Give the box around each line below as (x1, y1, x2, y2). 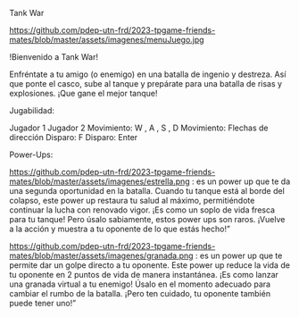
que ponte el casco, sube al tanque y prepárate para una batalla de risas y (9, 79, 283, 88)
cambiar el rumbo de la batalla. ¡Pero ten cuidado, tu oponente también (9, 288, 270, 298)
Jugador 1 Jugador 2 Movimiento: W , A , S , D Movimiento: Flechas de (9, 122, 269, 133)
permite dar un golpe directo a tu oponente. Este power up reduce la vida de (9, 260, 290, 271)
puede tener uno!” (9, 298, 77, 308)
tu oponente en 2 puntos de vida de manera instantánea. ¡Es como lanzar (9, 270, 279, 279)
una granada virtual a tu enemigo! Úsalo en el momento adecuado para (9, 279, 270, 289)
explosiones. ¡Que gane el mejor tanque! (9, 88, 158, 98)
